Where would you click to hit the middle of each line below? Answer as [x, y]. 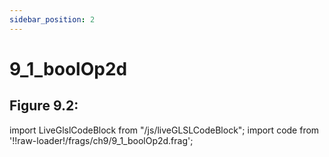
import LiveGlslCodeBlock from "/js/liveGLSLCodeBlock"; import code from [164, 130]
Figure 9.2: [44, 106]
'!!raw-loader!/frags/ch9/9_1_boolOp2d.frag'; [101, 140]
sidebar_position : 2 [52, 19]
